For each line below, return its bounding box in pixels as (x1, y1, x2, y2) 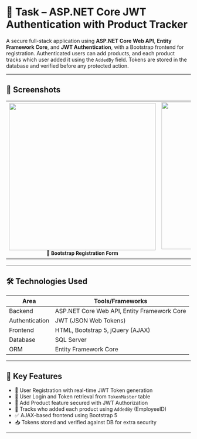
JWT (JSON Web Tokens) (55, 316, 126, 324)
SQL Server (55, 335, 87, 344)
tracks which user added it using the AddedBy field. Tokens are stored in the (6, 56, 188, 63)
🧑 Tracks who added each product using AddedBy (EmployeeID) (14, 405, 167, 413)
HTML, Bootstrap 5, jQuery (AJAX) (55, 326, 151, 334)
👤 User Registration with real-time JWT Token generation (14, 387, 153, 394)
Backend (9, 307, 33, 315)
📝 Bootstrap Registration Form (46, 250, 118, 257)
